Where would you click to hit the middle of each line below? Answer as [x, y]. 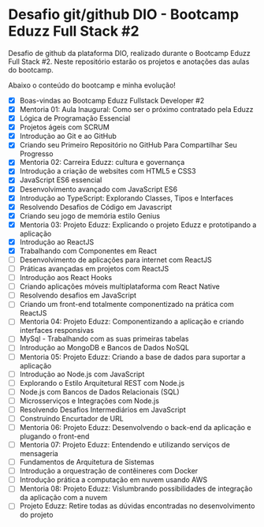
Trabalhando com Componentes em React [88, 251]
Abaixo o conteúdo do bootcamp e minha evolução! [92, 85]
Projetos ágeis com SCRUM [65, 127]
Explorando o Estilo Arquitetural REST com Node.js [102, 383]
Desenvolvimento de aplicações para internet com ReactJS [116, 260]
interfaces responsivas [57, 331]
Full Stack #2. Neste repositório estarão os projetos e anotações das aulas [129, 62]
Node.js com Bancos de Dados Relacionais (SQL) [99, 391]
